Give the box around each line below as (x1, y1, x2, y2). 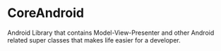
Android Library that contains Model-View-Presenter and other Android (7, 28, 215, 37)
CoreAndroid (7, 5, 85, 21)
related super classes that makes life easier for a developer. (7, 35, 181, 44)
